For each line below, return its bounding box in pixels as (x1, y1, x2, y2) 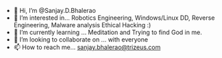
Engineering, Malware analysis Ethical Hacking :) (13, 21, 151, 29)
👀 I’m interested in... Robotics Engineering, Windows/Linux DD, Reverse (13, 14, 215, 22)
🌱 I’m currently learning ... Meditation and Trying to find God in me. (13, 28, 202, 36)
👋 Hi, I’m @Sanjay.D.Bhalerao (13, 7, 96, 14)
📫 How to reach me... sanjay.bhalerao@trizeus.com (13, 43, 161, 51)
